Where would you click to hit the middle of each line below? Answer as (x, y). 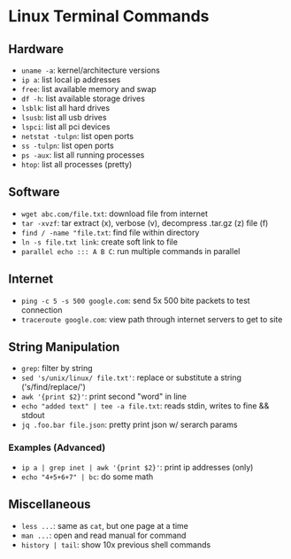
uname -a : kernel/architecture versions (90, 70)
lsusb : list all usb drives (64, 117)
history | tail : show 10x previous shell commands (116, 544)
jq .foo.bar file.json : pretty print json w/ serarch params (129, 425)
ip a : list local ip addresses (71, 80)
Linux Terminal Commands (109, 16)
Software (34, 192)
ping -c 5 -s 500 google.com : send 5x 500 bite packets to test (135, 300)
